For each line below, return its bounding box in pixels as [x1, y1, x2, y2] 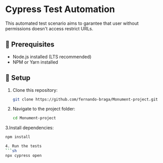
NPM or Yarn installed [12, 59, 58, 65]
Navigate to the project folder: [12, 106, 75, 112]
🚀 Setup [5, 74, 31, 82]
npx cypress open [5, 153, 42, 158]
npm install [5, 135, 30, 140]
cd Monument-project [12, 116, 56, 121]
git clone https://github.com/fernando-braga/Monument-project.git [12, 97, 158, 102]
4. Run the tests [5, 144, 42, 149]
